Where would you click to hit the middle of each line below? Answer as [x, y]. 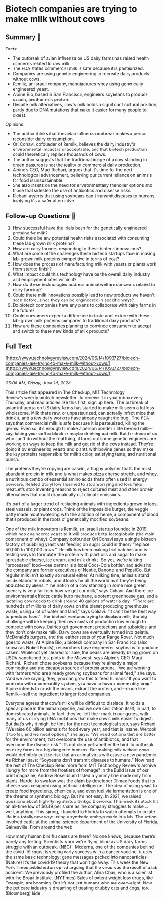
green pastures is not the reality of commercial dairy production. [77, 165]
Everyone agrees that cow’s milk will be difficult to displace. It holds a [75, 703]
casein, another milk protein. [41, 100]
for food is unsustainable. [38, 180]
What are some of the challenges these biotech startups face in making [84, 253]
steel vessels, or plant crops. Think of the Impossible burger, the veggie [77, 509]
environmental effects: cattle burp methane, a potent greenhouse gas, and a [82, 596]
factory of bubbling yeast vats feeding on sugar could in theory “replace [78, 544]
